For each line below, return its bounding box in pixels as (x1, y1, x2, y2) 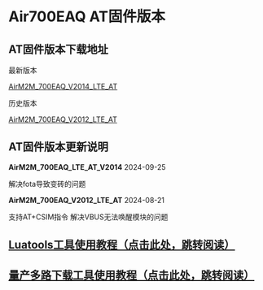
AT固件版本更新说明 (8, 140, 108, 154)
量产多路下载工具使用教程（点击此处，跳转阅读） (8, 268, 255, 282)
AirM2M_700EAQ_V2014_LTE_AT (8, 82, 118, 91)
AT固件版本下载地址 (8, 42, 108, 56)
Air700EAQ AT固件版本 (8, 7, 165, 26)
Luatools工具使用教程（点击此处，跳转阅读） (8, 238, 235, 252)
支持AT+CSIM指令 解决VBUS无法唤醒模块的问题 (8, 212, 169, 222)
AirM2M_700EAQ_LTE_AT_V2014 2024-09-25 (8, 162, 166, 171)
